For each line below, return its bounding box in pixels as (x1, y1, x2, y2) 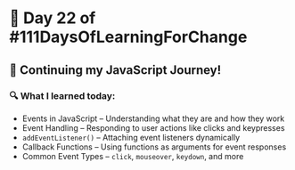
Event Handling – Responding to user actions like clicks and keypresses (21, 122, 285, 133)
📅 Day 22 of (9, 8, 96, 28)
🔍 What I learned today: (9, 89, 116, 101)
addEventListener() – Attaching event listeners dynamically (21, 132, 241, 142)
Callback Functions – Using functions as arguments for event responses (21, 142, 287, 152)
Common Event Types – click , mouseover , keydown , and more (21, 150, 244, 161)
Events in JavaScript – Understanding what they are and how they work (21, 113, 285, 124)
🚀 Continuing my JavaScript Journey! (9, 62, 222, 77)
